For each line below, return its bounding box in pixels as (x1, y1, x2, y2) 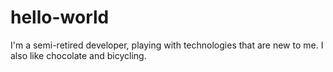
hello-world (10, 6, 110, 29)
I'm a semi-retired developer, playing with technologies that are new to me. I (10, 39, 324, 51)
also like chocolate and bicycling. (10, 49, 147, 61)
